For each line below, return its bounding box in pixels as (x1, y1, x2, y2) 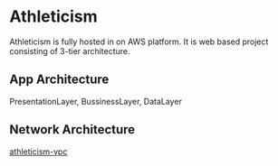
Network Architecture (9, 122, 136, 137)
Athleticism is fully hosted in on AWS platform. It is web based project (9, 36, 269, 47)
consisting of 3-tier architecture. (9, 45, 130, 56)
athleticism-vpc (9, 146, 68, 157)
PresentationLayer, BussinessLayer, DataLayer (9, 96, 183, 106)
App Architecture (9, 72, 110, 88)
